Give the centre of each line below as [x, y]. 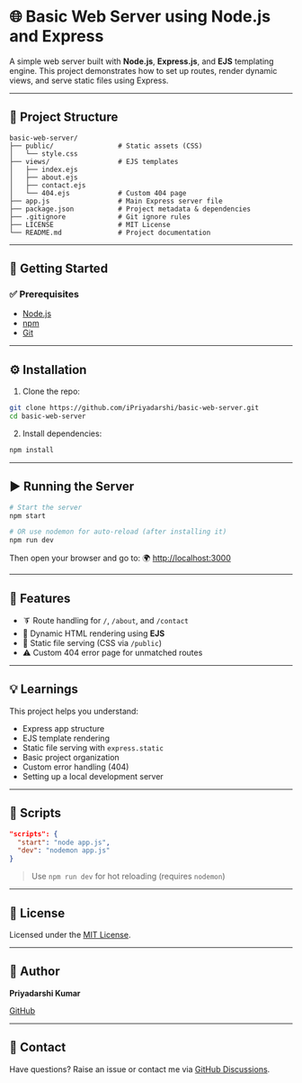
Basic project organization [71, 757]
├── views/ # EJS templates [94, 161]
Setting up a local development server [93, 776]
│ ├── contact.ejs [48, 185]
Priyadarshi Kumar [45, 993]
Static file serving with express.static [93, 747]
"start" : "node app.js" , [64, 842]
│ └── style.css [44, 154]
